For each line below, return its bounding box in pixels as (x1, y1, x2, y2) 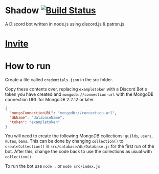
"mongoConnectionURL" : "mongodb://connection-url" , (9, 110, 117, 115)
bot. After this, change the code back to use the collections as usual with (5, 149, 152, 154)
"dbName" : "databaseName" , (9, 115, 65, 120)
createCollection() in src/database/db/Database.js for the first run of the (5, 143, 155, 149)
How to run (5, 61, 51, 72)
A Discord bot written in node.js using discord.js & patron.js (5, 21, 125, 27)
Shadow (5, 5, 39, 16)
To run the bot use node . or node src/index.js (5, 163, 100, 169)
